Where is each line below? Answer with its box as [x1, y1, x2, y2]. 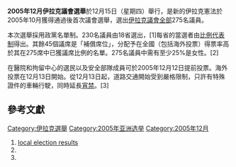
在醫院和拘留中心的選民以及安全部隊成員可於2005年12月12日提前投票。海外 [7, 64, 228, 71]
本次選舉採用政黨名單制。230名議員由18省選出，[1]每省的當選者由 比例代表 [7, 31, 225, 39]
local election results [17, 138, 79, 146]
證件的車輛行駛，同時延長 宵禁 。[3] [7, 81, 109, 89]
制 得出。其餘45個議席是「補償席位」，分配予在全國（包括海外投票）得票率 [7, 40, 223, 48]
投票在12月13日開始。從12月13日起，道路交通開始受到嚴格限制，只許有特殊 [7, 72, 225, 81]
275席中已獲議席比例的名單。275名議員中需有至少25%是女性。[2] [26, 49, 219, 57]
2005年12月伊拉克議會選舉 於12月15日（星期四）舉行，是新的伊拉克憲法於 [7, 7, 223, 15]
